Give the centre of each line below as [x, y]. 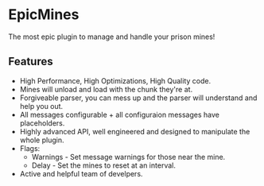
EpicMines [44, 15]
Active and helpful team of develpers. [81, 173]
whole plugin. [42, 140]
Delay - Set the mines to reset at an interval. [104, 165]
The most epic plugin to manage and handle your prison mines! [112, 37]
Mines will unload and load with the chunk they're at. [106, 89]
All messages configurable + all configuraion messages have [120, 114]
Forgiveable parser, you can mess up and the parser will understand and [138, 98]
